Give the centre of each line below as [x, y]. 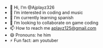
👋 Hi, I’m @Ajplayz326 [32, 7]
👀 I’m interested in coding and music [46, 12]
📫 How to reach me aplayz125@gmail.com [53, 28]
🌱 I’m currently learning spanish [42, 18]
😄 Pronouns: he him [30, 35]
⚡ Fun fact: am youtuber [34, 40]
